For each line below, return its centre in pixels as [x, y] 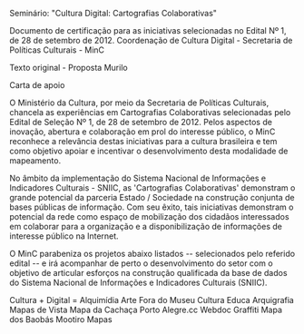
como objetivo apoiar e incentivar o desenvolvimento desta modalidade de [149, 151]
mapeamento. [35, 161]
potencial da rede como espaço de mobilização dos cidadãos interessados [149, 216]
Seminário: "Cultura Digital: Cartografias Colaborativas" [113, 13]
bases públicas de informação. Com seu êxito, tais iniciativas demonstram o [152, 207]
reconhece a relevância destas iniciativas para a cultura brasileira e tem [143, 141]
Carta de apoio [37, 85]
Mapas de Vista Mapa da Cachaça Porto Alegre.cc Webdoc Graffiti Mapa [146, 309]
